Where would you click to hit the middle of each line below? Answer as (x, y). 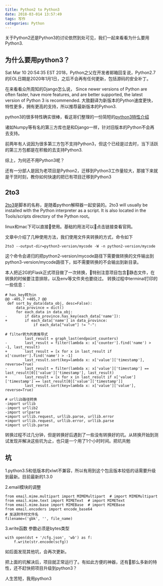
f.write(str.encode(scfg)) (41, 542)
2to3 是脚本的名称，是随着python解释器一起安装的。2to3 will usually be (76, 205)
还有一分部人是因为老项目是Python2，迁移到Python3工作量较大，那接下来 (80, 171)
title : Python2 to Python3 (32, 10)
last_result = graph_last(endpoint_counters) (72, 338)
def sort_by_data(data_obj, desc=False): (50, 303)
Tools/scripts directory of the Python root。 (49, 216)
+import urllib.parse (27, 425)
